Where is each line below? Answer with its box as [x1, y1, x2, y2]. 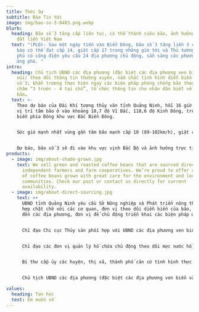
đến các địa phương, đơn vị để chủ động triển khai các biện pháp [21, 211, 190, 217]
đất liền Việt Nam [17, 36, 62, 42]
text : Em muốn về [11, 297, 54, 303]
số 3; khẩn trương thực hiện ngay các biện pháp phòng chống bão [17, 81, 182, 87]
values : [6, 286, 25, 292]
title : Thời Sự [6, 8, 44, 15]
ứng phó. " [17, 58, 44, 64]
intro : [6, 63, 23, 70]
